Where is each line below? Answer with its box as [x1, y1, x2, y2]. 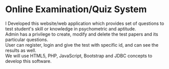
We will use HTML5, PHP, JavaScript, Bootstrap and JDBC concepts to [5, 52, 153, 59]
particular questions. [5, 37, 49, 43]
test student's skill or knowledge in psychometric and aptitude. [5, 25, 137, 31]
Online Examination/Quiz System [5, 4, 147, 15]
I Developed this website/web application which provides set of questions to [5, 20, 164, 26]
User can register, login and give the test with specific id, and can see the [5, 42, 158, 48]
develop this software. [5, 58, 52, 64]
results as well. [5, 47, 36, 53]
